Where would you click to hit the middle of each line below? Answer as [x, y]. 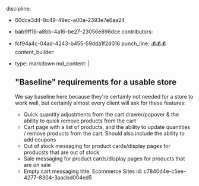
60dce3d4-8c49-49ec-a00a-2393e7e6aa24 [70, 20]
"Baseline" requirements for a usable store [96, 82]
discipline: [19, 9]
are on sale [37, 165]
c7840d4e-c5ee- [165, 171]
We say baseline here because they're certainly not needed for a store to [104, 96]
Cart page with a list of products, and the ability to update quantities [107, 127]
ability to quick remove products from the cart [80, 121]
